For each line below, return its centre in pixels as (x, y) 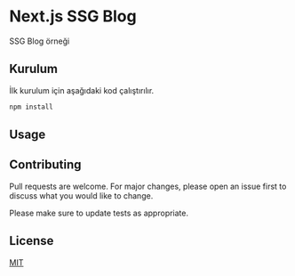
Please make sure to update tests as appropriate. (99, 213)
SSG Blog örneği (40, 41)
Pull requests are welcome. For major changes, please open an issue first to (148, 186)
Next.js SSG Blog (73, 16)
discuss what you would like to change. (81, 195)
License (32, 241)
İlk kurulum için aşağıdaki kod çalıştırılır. (82, 90)
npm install (31, 107)
